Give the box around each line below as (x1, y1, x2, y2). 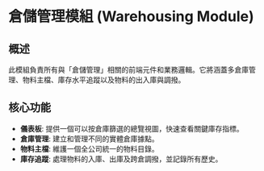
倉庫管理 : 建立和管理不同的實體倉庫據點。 (19, 134, 159, 144)
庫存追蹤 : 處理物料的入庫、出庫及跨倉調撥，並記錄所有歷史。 (19, 154, 223, 164)
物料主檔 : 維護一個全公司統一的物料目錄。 (19, 144, 159, 153)
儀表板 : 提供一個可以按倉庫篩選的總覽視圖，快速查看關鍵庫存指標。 (19, 123, 244, 133)
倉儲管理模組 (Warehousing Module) (8, 7, 254, 26)
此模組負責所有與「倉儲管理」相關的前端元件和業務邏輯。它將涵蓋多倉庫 (8, 65, 249, 74)
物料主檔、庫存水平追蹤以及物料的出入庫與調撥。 (22, 75, 186, 85)
